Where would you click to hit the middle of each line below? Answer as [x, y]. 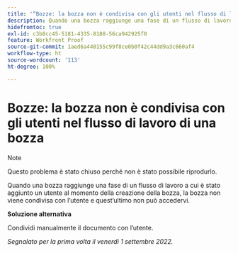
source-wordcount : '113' [44, 60]
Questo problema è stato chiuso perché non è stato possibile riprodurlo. [112, 172]
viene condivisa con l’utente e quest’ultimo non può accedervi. [98, 200]
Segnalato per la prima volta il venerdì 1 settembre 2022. [90, 241]
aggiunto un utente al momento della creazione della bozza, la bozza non [114, 193]
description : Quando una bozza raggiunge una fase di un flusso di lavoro [120, 21]
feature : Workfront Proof [45, 40]
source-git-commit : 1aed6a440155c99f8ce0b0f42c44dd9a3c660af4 [101, 47]
